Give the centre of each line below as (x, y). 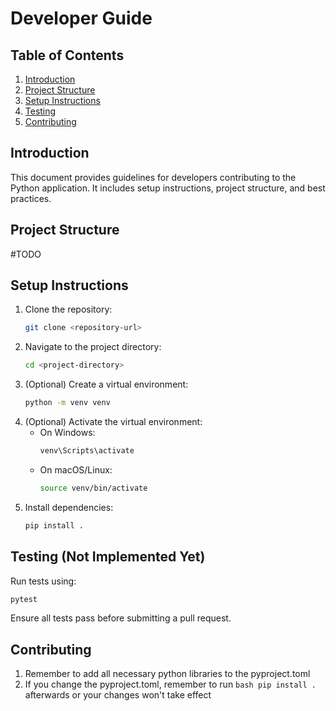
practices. (31, 198)
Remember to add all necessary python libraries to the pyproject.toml (167, 674)
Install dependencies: (69, 507)
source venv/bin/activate (93, 488)
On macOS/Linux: (76, 469)
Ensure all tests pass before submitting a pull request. (121, 618)
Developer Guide (81, 18)
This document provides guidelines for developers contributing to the (153, 177)
